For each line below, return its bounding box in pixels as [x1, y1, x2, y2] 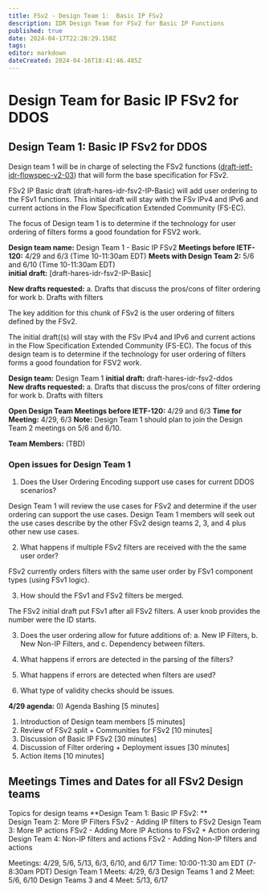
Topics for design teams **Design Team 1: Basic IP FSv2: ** [8, 808, 208, 817]
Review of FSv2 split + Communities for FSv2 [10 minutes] [19, 726, 213, 735]
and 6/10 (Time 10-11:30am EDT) [8, 259, 116, 270]
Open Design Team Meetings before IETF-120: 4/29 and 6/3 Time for [8, 405, 243, 415]
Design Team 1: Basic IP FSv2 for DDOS [8, 140, 207, 154]
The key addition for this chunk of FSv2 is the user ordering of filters [8, 307, 235, 318]
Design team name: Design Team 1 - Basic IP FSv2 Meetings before [8, 242, 235, 252]
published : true [8, 27, 63, 35]
